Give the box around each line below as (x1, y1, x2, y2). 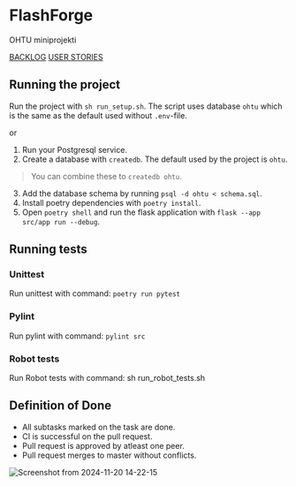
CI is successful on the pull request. (21, 430, 153, 442)
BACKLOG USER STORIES (9, 51, 103, 62)
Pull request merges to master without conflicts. (21, 450, 197, 460)
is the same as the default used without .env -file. (9, 110, 187, 120)
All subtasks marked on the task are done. (21, 421, 176, 432)
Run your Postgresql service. (21, 144, 128, 155)
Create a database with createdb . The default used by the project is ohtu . (21, 154, 288, 164)
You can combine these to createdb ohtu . (30, 171, 183, 181)
